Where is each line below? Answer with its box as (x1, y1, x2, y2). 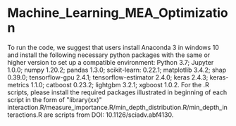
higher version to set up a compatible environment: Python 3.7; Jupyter (7, 58, 214, 66)
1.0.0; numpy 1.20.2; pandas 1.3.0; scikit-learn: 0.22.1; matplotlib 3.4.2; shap (7, 65, 227, 74)
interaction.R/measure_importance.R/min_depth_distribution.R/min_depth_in (7, 103, 228, 111)
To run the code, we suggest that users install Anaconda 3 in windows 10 (7, 43, 220, 51)
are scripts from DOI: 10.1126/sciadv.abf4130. (43, 111, 174, 119)
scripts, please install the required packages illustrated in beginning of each (7, 88, 228, 96)
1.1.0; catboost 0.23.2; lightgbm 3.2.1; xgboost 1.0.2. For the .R (30, 80, 209, 89)
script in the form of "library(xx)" (7, 95, 102, 103)
